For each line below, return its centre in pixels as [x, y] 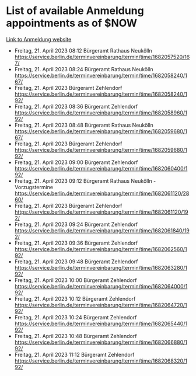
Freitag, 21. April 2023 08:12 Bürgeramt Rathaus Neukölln [83, 50]
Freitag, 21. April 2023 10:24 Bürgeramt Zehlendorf [76, 317]
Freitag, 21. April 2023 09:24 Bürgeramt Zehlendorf [76, 224]
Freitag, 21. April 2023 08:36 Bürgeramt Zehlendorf [76, 106]
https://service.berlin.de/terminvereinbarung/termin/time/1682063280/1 [101, 267]
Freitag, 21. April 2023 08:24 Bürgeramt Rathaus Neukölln [84, 69]
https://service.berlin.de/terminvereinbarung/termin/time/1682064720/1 [101, 305]
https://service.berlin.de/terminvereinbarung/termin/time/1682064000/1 [101, 286]
